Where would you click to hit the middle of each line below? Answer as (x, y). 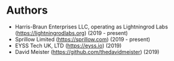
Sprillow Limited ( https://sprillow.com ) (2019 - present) (82, 39)
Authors (27, 10)
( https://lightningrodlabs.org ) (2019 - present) (71, 33)
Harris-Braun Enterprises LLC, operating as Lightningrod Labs (91, 27)
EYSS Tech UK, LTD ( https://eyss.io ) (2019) (68, 46)
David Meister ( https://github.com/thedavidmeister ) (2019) (87, 52)
